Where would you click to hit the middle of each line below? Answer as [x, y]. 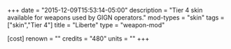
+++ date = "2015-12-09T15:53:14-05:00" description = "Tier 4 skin [105, 10]
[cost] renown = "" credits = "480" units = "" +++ [78, 38]
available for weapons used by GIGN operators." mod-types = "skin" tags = [116, 17]
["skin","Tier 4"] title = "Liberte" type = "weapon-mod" [86, 25]
